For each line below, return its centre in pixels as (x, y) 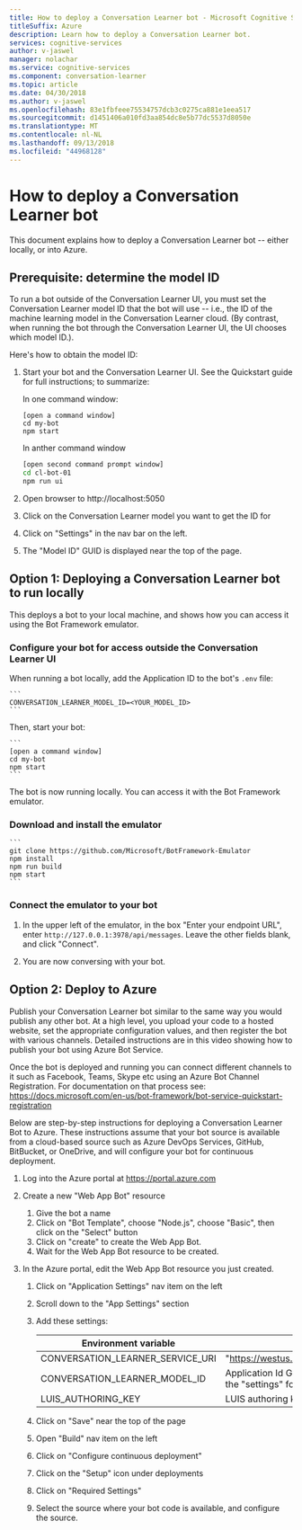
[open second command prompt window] (93, 465)
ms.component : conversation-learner (78, 76)
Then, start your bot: (47, 727)
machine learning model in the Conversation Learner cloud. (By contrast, (144, 318)
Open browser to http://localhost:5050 (93, 498)
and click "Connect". (60, 944)
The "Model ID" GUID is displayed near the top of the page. (132, 551)
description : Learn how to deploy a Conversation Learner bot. (130, 34)
